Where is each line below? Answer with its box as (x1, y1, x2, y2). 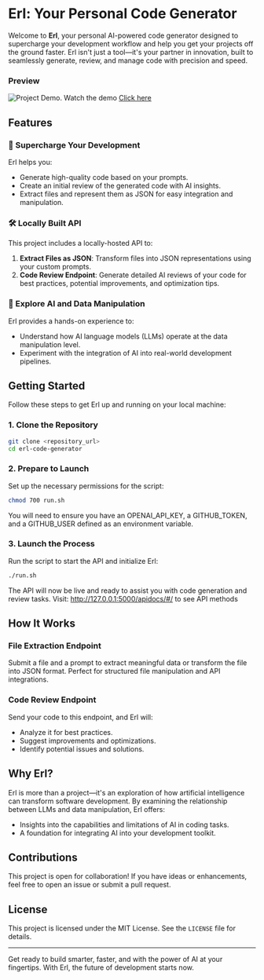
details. (8, 932, 32, 942)
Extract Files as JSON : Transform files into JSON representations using (19, 254, 251, 263)
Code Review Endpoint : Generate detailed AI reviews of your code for (19, 270, 247, 280)
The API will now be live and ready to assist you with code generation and (8, 586, 247, 595)
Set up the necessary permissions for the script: (8, 481, 164, 491)
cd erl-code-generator (8, 444, 82, 452)
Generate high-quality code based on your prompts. (19, 172, 189, 181)
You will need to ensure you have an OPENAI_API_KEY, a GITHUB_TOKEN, (8, 510, 247, 520)
